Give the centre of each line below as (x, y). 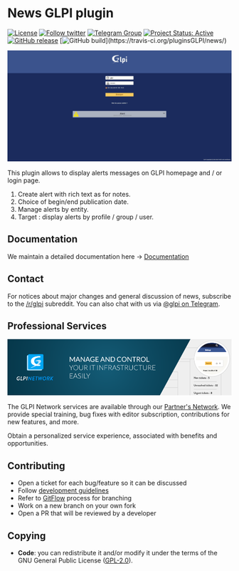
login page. (24, 180)
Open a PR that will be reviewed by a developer (87, 513)
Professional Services (57, 326)
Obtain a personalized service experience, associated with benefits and (112, 436)
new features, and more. (43, 422)
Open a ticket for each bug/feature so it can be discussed (102, 483)
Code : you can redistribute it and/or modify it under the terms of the (118, 553)
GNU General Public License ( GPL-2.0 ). (75, 560)
